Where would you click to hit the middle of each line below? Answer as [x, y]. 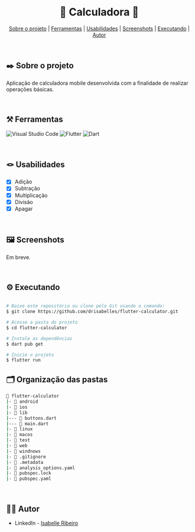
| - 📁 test [18, 440]
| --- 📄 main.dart [27, 423]
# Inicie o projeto [30, 355]
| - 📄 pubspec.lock [29, 473]
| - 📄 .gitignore [26, 457]
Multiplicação [31, 195]
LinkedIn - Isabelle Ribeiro [46, 523]
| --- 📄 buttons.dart [32, 418]
